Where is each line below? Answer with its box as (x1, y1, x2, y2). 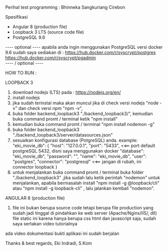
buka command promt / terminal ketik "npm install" (12, 116, 118, 122)
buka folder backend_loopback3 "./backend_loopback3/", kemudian (12, 110, 153, 116)
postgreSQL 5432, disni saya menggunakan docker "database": (12, 148, 144, 154)
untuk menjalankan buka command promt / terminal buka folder (12, 169, 144, 175)
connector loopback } (12, 164, 58, 170)
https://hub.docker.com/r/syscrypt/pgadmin (5, 55, 96, 61)
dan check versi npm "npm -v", (18, 105, 83, 111)
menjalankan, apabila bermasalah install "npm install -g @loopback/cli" (12, 180, 159, 186)
